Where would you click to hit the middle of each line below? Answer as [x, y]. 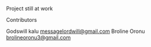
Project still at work [30, 9]
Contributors [22, 20]
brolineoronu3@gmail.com [38, 37]
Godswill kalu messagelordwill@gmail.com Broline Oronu [75, 31]
